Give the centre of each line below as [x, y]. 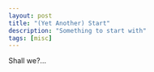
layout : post [30, 16]
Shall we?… [28, 61]
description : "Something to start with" [78, 30]
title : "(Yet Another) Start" [60, 23]
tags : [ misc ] [30, 38]
